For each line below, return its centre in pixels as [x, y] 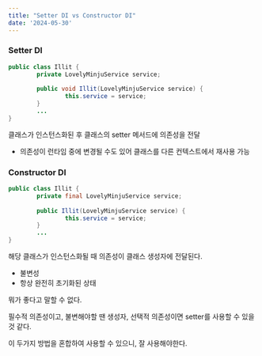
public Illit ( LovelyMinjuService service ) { [111, 210]
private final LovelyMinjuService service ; [109, 196]
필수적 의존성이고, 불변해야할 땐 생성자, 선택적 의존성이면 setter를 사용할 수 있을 [131, 316]
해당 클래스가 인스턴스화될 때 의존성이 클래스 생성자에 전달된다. [106, 256]
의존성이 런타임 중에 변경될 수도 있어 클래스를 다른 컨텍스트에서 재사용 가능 [135, 151]
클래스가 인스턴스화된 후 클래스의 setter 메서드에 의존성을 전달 [104, 134]
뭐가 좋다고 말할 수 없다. [45, 300]
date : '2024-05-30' [40, 23]
